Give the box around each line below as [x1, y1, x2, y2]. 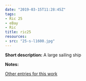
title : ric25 [5, 30, 31, 34]
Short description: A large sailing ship [5, 52, 81, 58]
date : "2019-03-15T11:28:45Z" [5, 7, 66, 12]
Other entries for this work [5, 71, 57, 77]
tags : [5, 12, 16, 16]
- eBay [5, 20, 18, 26]
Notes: [5, 61, 19, 67]
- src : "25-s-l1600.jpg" [5, 39, 55, 44]
